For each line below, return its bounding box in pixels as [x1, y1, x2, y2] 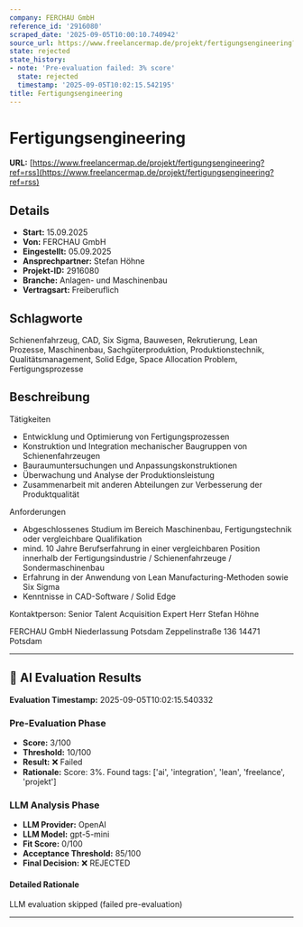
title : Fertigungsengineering [9, 89, 124, 98]
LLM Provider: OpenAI [22, 819, 106, 830]
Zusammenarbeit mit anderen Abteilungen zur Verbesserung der [22, 479, 263, 490]
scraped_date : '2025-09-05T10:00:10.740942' [9, 30, 179, 39]
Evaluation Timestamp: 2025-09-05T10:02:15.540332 [9, 694, 214, 705]
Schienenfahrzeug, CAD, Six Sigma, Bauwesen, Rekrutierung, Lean [9, 335, 259, 346]
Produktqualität [22, 489, 79, 500]
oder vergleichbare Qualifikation [22, 533, 142, 544]
